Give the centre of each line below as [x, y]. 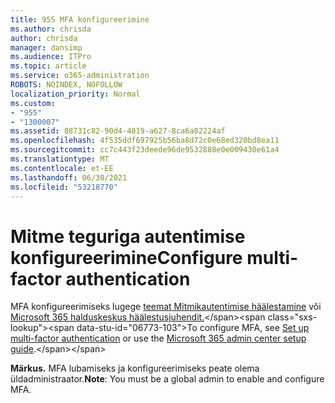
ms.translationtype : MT [60, 159]
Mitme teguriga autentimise [128, 236]
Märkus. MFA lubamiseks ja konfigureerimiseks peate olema [135, 368]
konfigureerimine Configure [126, 257]
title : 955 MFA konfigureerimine [80, 19]
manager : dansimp [46, 47]
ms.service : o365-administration [80, 76]
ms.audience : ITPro [51, 57]
